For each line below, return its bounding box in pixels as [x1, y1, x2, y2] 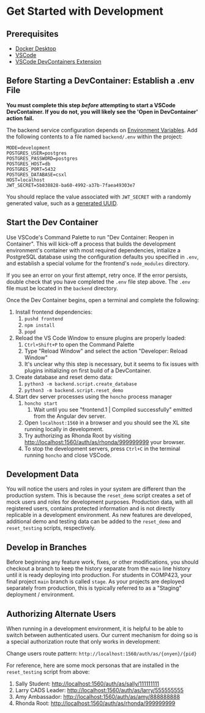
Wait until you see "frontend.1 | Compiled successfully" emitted [33, 406, 193, 413]
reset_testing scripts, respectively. [6, 524, 96, 532]
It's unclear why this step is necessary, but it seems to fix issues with [24, 360, 199, 368]
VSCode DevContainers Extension [15, 58, 102, 65]
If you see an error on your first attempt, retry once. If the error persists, [6, 271, 188, 279]
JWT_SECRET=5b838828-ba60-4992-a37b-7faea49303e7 [6, 182, 136, 188]
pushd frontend [24, 315, 63, 322]
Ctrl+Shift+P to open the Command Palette [24, 341, 135, 348]
